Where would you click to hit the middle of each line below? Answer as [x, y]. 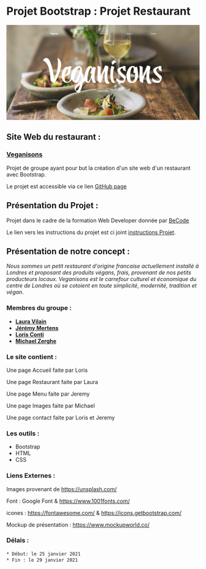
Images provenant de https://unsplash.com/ [62, 489]
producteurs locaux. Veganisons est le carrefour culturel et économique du [101, 279]
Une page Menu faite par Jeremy [48, 394]
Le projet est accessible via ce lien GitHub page [67, 186]
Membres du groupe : [39, 308]
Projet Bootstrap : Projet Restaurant [99, 11]
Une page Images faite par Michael [51, 405]
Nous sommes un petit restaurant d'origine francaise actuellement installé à [103, 266]
